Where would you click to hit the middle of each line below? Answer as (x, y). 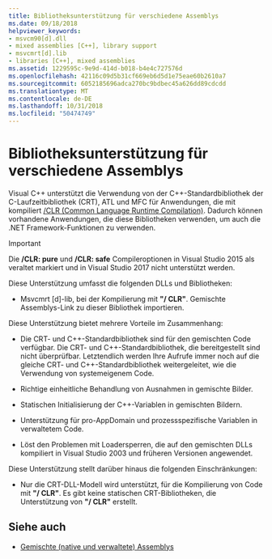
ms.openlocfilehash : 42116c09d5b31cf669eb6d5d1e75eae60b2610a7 (117, 76)
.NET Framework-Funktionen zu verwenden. (82, 227)
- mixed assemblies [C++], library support (83, 46)
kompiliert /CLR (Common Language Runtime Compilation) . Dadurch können (136, 210)
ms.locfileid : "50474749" (52, 114)
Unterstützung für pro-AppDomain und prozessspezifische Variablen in (138, 420)
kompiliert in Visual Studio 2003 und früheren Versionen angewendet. (136, 453)
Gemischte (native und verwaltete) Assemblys (97, 546)
